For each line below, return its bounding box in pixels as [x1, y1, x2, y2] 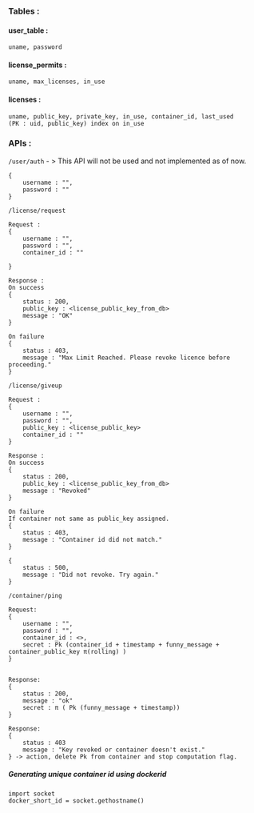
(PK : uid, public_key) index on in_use [8, 119, 145, 127]
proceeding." [8, 360, 52, 369]
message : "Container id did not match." [22, 535, 162, 543]
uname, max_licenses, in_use [8, 78, 105, 86]
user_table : [8, 26, 49, 35]
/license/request [8, 206, 66, 214]
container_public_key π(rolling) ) [8, 647, 127, 655]
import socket [8, 790, 56, 798]
